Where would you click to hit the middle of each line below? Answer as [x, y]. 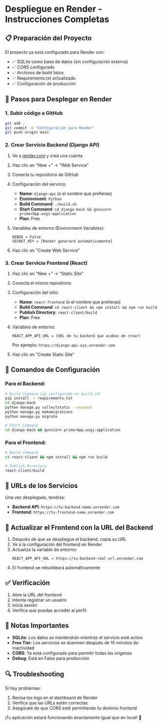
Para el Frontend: [26, 442]
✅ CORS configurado [33, 67]
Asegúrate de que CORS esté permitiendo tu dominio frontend [74, 708]
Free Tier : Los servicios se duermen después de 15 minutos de [75, 642]
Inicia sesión [25, 605]
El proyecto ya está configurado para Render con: [55, 52]
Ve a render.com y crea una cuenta [47, 155]
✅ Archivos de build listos [38, 73]
